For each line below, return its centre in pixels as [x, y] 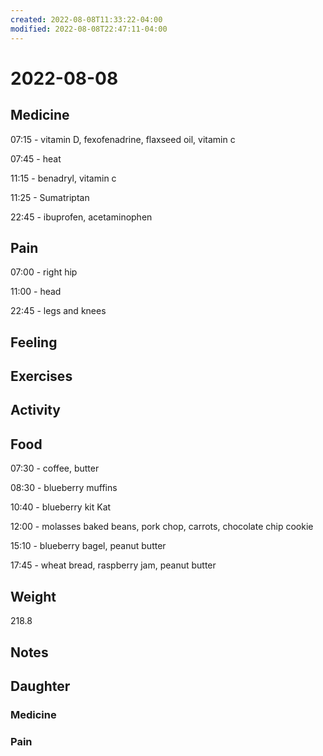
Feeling [34, 342]
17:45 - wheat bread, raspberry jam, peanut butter [113, 565]
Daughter [40, 686]
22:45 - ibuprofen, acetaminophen [81, 217]
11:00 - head [36, 292]
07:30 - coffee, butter [55, 468]
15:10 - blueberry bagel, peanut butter [88, 546]
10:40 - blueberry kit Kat [61, 507]
